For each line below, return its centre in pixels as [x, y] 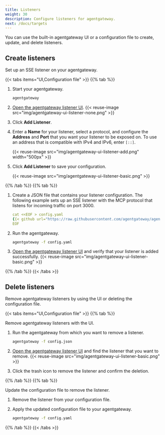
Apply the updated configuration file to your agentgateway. [72, 409]
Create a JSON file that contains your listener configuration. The [77, 195]
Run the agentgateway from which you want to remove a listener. [78, 333]
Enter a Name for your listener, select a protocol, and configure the [80, 131]
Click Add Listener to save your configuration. [59, 166]
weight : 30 [16, 14]
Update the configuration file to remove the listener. [57, 390]
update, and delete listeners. [34, 43]
